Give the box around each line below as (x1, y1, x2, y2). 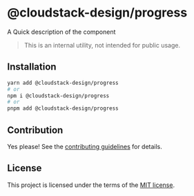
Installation (7, 61, 57, 73)
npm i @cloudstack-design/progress (7, 92, 110, 99)
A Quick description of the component (7, 28, 116, 36)
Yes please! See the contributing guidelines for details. (7, 142, 162, 150)
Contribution (7, 124, 64, 136)
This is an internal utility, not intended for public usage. (23, 41, 181, 49)
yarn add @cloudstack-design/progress (7, 79, 119, 86)
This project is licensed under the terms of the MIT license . (7, 181, 175, 189)
